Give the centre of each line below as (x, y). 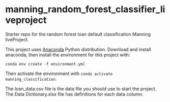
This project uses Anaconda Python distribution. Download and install (78, 49)
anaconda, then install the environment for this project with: (68, 55)
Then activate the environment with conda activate (59, 73)
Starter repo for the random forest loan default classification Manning (78, 34)
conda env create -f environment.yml (45, 64)
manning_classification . (31, 79)
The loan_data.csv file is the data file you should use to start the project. (81, 89)
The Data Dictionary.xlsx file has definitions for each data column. (74, 94)
